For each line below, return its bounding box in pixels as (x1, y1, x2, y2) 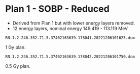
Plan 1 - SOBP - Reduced (5, 3, 110, 15)
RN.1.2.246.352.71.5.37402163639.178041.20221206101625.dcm (5, 35, 135, 40)
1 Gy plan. (5, 44, 26, 50)
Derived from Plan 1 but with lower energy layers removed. (12, 20, 135, 26)
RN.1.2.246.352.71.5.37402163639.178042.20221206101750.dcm (5, 54, 135, 59)
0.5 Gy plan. (5, 63, 30, 69)
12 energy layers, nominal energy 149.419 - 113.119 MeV (12, 25, 128, 31)
